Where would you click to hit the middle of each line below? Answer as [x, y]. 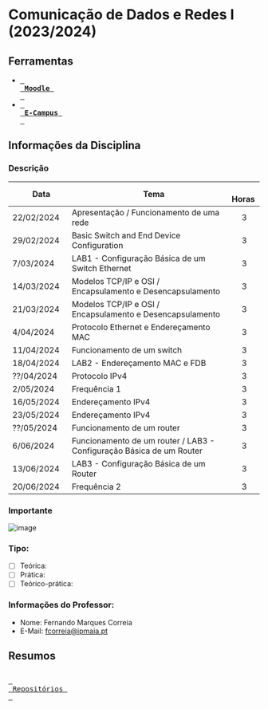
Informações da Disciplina [75, 146]
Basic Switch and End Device [126, 235]
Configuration [97, 245]
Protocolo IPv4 [99, 376]
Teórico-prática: [46, 584]
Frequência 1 [96, 388]
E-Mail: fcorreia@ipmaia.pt [64, 631]
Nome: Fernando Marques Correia [76, 622]
